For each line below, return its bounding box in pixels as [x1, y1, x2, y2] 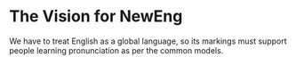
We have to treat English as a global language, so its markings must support [9, 36, 287, 46]
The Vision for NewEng [9, 6, 183, 27]
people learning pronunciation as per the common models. [9, 45, 224, 55]
